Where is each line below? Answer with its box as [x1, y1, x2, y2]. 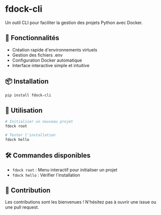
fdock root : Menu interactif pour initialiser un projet [12, 167, 117, 172]
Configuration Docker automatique [12, 57, 82, 63]
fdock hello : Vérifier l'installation [12, 172, 80, 178]
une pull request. [5, 204, 39, 210]
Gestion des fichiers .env [12, 52, 63, 58]
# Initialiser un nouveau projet [5, 119, 73, 124]
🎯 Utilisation [5, 106, 43, 115]
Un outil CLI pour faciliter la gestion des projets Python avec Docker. [5, 20, 143, 25]
